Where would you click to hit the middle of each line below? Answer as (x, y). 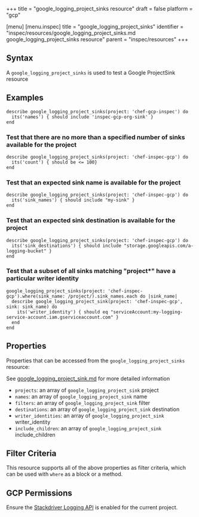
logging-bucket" (26, 251)
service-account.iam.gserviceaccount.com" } (62, 317)
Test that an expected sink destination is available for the (91, 220)
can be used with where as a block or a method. (65, 474)
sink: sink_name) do (32, 307)
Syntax (20, 58)
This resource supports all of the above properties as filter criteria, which (96, 468)
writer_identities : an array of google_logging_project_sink (89, 415)
